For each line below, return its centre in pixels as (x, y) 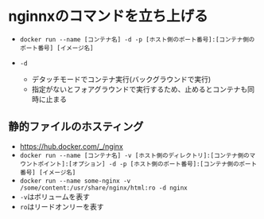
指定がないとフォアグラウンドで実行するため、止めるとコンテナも (140, 89)
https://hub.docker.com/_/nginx (71, 146)
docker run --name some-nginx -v (75, 181)
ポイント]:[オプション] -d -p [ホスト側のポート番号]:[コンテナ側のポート (147, 164)
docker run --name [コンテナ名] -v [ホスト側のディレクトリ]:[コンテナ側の (135, 155)
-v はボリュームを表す (54, 197)
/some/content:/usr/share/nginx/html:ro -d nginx (104, 188)
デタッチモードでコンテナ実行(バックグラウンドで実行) (121, 79)
